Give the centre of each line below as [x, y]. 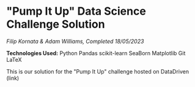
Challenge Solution [56, 24]
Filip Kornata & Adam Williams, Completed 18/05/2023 [75, 41]
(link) [13, 78]
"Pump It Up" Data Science [76, 11]
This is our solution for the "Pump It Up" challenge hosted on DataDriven [98, 71]
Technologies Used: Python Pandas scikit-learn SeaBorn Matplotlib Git [96, 53]
